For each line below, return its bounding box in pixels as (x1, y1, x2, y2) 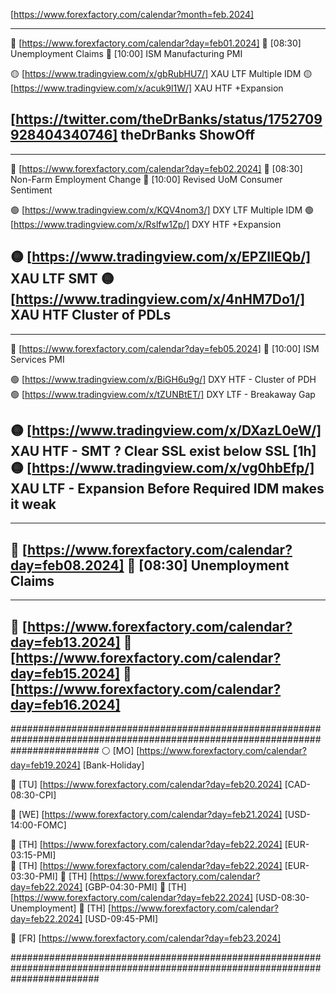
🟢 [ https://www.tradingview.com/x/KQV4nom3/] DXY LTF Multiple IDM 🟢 (10, 204, 314, 216)
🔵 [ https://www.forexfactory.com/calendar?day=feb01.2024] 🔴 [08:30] (10, 37, 302, 49)
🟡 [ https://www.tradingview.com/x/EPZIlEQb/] (10, 249, 312, 266)
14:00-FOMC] (10, 819, 67, 831)
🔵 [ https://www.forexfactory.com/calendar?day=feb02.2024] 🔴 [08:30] (10, 162, 303, 174)
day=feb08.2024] (10, 557, 125, 574)
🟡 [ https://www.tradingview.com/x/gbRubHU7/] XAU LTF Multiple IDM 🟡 (10, 68, 313, 79)
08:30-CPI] (10, 789, 57, 801)
